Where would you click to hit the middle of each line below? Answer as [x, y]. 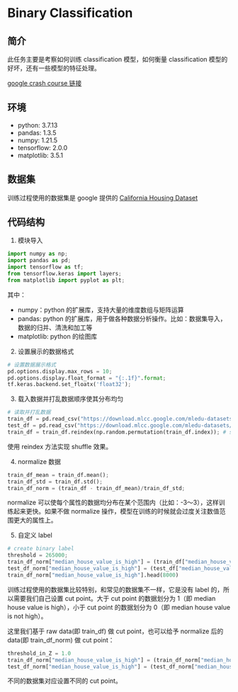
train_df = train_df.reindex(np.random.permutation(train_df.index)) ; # [117, 432]
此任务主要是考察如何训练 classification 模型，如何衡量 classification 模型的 [118, 59]
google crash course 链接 [45, 83]
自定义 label [35, 535]
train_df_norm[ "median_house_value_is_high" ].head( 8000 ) [93, 575]
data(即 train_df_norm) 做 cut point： [61, 640]
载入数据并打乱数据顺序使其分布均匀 [70, 399]
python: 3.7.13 [38, 125]
